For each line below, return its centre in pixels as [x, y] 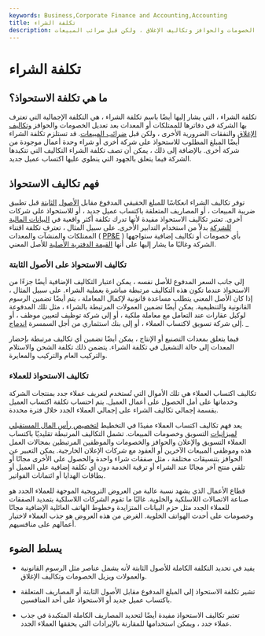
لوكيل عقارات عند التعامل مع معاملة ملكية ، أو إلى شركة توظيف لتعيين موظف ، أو [127, 315]
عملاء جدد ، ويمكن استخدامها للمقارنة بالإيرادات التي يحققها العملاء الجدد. [126, 623]
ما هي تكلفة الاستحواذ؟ [58, 98]
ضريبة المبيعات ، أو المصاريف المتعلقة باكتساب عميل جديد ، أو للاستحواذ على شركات [132, 211]
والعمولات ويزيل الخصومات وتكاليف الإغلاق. [84, 576]
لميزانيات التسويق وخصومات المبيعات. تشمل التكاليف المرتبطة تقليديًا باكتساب [123, 433]
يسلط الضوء [35, 549]
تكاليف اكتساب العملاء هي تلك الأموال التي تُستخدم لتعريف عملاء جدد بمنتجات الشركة [132, 393]
